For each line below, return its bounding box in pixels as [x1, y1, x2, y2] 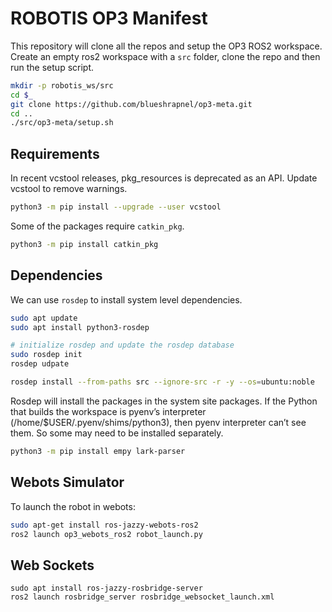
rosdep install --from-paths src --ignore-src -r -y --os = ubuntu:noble [10, 377, 315, 387]
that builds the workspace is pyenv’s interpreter [10, 405, 207, 417]
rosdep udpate [10, 359, 70, 369]
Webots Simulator [10, 474, 125, 491]
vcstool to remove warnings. [10, 183, 128, 195]
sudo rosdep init [10, 350, 83, 360]
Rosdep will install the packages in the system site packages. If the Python [10, 395, 318, 407]
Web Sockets [10, 557, 95, 574]
